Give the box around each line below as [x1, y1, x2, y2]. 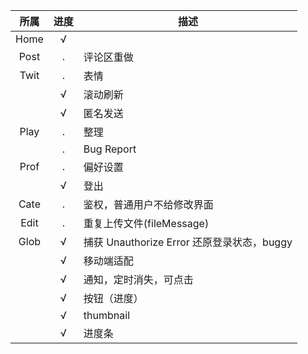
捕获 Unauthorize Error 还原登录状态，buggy [83, 235, 293, 249]
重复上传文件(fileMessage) [83, 217, 210, 230]
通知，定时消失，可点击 [83, 273, 194, 286]
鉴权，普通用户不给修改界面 [83, 198, 214, 211]
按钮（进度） [83, 292, 144, 305]
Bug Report [83, 142, 137, 156]
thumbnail [83, 309, 130, 322]
